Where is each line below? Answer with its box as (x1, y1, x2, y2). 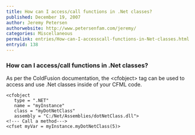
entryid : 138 (6, 42, 39, 48)
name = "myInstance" (14, 103, 65, 109)
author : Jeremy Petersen (6, 20, 68, 25)
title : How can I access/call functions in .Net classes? (6, 8, 152, 15)
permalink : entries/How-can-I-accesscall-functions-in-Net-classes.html (6, 36, 190, 42)
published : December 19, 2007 (6, 14, 81, 20)
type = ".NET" (14, 98, 49, 104)
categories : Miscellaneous (6, 31, 73, 37)
